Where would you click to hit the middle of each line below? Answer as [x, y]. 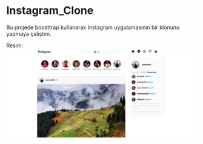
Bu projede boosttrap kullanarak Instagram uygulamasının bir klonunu [93, 27]
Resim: [15, 45]
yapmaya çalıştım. [29, 33]
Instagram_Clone [50, 11]
